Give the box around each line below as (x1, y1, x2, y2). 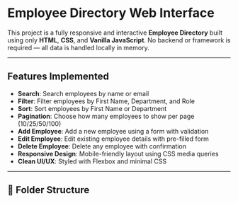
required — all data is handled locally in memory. (7, 43, 150, 52)
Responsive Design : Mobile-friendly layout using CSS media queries (17, 149, 219, 158)
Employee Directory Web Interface (7, 5, 215, 21)
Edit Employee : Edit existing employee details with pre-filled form (17, 134, 209, 143)
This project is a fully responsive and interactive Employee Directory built (7, 28, 223, 37)
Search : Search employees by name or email (17, 89, 149, 98)
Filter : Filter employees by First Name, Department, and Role (17, 97, 195, 105)
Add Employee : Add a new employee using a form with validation (17, 127, 209, 135)
